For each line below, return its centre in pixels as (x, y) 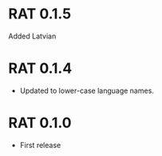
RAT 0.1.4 (40, 68)
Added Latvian (32, 36)
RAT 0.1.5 (40, 14)
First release (40, 145)
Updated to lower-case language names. (87, 90)
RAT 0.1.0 (40, 123)
